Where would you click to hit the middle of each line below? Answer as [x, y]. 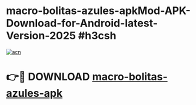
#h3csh [97, 36]
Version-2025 [41, 36]
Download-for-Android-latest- [82, 23]
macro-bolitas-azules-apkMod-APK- [98, 11]
